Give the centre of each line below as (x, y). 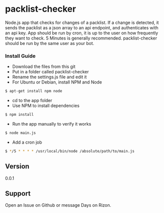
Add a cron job (27, 142)
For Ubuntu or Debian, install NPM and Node (57, 82)
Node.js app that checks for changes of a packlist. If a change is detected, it (82, 22)
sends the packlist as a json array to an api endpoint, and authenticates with (82, 27)
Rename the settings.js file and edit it (49, 77)
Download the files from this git (44, 66)
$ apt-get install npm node (34, 91)
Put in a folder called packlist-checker (50, 72)
